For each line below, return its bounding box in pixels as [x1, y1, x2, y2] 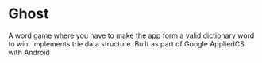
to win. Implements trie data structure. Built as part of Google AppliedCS [8, 39, 245, 48]
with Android [8, 47, 50, 57]
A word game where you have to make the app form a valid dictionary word [8, 31, 255, 40]
